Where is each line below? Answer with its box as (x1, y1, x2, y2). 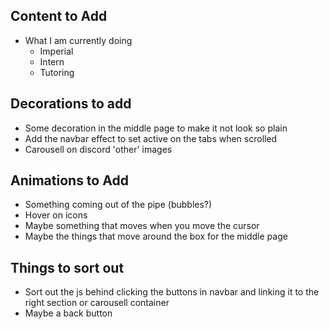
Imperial (39, 45, 74, 57)
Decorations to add (10, 95, 132, 113)
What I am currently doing (24, 34, 133, 46)
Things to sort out (10, 259, 125, 276)
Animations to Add (10, 172, 129, 189)
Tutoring (39, 66, 75, 78)
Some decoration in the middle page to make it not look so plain (24, 122, 288, 134)
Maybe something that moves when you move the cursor (24, 220, 260, 232)
